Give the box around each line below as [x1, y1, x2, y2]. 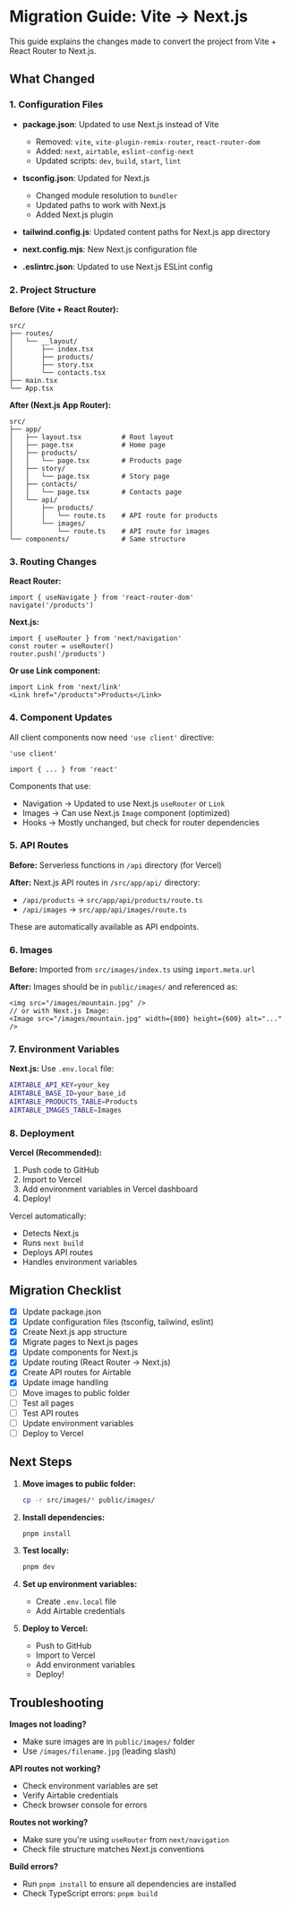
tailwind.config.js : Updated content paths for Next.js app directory [21, 226, 271, 237]
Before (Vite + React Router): [9, 303, 119, 315]
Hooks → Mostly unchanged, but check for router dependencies [21, 817, 260, 828]
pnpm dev [21, 1563, 55, 1572]
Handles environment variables [21, 1257, 138, 1268]
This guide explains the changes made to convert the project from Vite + [9, 36, 277, 47]
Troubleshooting [9, 1695, 105, 1710]
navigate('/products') [9, 601, 94, 611]
